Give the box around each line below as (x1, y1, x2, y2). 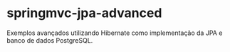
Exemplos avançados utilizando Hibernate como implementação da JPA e (6, 28, 223, 37)
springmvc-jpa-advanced (6, 5, 162, 21)
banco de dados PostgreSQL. (6, 36, 93, 44)
